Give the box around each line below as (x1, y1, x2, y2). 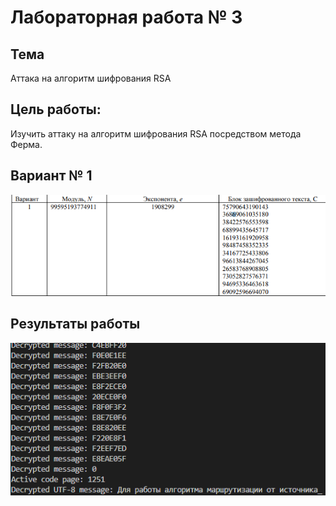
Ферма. (10, 138, 43, 150)
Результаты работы (10, 316, 141, 333)
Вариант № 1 (10, 167, 93, 185)
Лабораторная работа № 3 (10, 6, 243, 29)
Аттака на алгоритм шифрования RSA (10, 72, 172, 84)
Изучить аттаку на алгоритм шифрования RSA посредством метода (10, 127, 302, 140)
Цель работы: (10, 101, 102, 118)
